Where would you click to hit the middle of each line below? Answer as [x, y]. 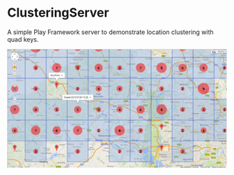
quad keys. [23, 39]
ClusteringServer [58, 13]
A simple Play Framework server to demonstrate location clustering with [110, 32]
